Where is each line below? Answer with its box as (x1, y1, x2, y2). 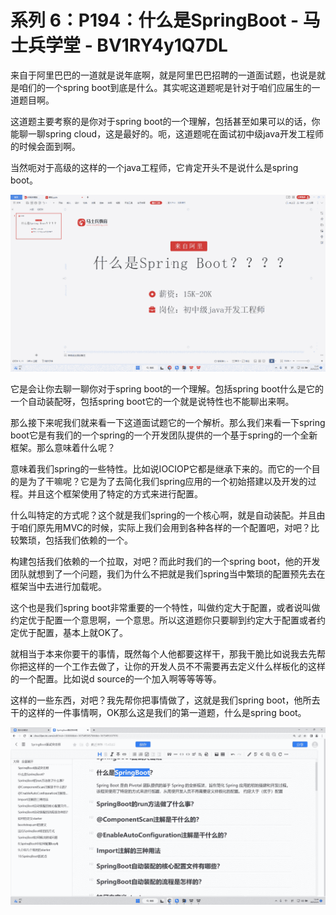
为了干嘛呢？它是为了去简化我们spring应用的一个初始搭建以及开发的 (27, 476, 308, 488)
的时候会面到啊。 (10, 140, 81, 152)
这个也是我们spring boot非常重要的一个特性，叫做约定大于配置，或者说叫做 (10, 602, 321, 614)
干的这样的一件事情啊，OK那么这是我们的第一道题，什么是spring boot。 (10, 707, 307, 719)
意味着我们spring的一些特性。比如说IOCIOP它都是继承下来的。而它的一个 (10, 463, 312, 475)
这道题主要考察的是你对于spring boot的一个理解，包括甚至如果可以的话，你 (10, 115, 321, 127)
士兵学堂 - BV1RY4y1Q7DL (10, 34, 228, 57)
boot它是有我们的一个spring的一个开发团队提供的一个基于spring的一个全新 (10, 429, 318, 441)
